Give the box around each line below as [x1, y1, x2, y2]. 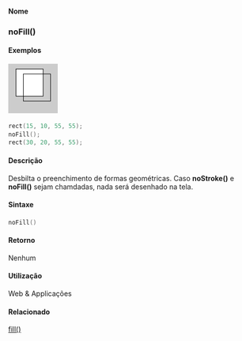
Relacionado [8, 307, 51, 316]
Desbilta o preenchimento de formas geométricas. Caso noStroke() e [8, 173, 235, 183]
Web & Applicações [8, 289, 73, 298]
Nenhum [8, 253, 36, 263]
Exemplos [8, 46, 42, 55]
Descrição [8, 155, 43, 165]
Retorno [8, 236, 36, 245]
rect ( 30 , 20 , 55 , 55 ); [8, 138, 83, 146]
